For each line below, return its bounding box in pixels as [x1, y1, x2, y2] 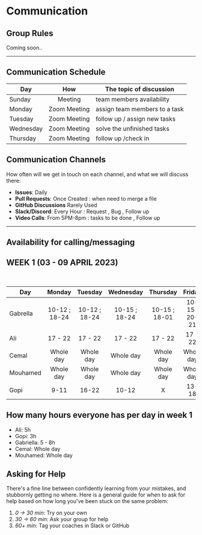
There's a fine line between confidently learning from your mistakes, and [6, 485, 186, 492]
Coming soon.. [6, 44, 43, 51]
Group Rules [6, 28, 54, 38]
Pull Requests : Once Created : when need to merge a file [14, 195, 158, 202]
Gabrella [9, 309, 33, 317]
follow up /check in [95, 134, 150, 142]
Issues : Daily [14, 188, 47, 196]
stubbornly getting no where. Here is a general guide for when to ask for [6, 491, 185, 498]
